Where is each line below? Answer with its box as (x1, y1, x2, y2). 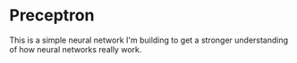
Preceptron (9, 5, 95, 26)
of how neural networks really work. (9, 43, 142, 54)
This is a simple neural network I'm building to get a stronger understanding (9, 35, 289, 45)
